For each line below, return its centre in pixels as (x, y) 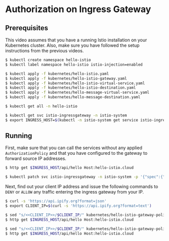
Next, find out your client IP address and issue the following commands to (82, 187)
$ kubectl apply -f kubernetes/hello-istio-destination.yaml (71, 88)
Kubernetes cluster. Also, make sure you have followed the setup (72, 45)
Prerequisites (27, 28)
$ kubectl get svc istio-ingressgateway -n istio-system (66, 115)
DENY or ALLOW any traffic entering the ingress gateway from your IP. (75, 192)
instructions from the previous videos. (45, 51)
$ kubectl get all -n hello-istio (41, 106)
